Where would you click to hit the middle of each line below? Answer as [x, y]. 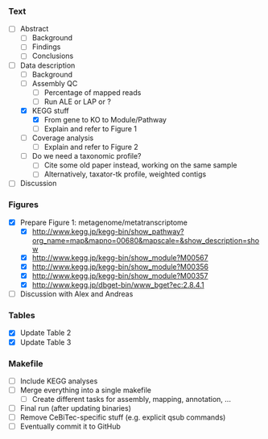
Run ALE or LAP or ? [77, 101]
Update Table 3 [45, 342]
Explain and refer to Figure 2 [91, 147]
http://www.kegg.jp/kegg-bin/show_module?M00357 [120, 275]
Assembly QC [55, 83]
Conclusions [53, 56]
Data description [47, 65]
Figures [23, 205]
